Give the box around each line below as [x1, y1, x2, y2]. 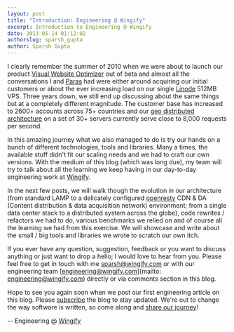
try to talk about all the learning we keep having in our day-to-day [7, 166, 197, 173]
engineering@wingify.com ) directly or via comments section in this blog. [7, 274, 216, 283]
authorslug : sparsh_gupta [7, 36, 83, 44]
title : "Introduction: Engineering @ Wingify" [7, 17, 146, 24]
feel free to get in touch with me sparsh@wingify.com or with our [7, 260, 195, 267]
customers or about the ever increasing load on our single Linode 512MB [7, 85, 217, 93]
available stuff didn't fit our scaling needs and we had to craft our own [7, 150, 210, 159]
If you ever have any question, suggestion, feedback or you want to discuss [7, 245, 226, 253]
